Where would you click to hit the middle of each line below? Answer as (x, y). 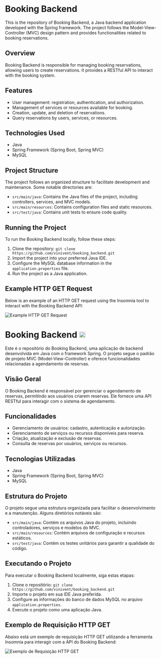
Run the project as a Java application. (50, 274)
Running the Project (36, 227)
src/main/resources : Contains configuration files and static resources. (82, 207)
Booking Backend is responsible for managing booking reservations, (73, 65)
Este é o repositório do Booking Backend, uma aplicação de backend (74, 348)
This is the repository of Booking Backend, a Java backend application (76, 22)
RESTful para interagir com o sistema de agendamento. (60, 401)
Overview (20, 53)
